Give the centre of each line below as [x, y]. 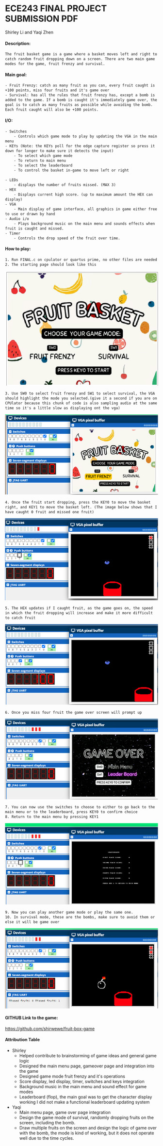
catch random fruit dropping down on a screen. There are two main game [80, 59]
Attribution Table [23, 1040]
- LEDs [12, 180]
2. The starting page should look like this [51, 264]
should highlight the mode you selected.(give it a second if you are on [81, 398]
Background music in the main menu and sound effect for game [83, 1087]
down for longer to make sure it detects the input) [59, 151]
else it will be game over [32, 922]
